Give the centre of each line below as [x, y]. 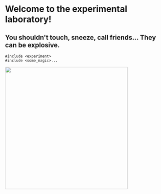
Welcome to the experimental [66, 9]
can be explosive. [33, 45]
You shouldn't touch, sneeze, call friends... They [80, 37]
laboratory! [28, 19]
